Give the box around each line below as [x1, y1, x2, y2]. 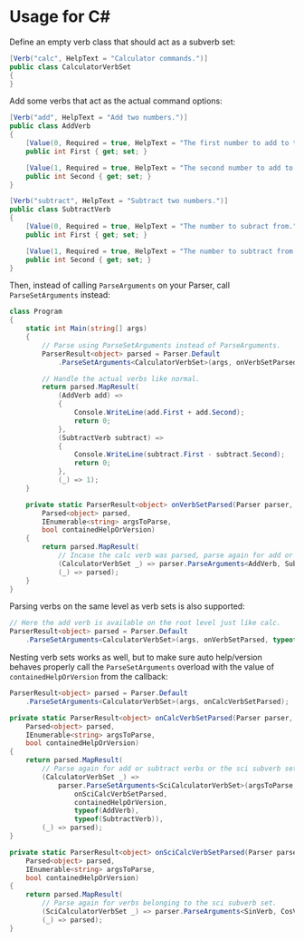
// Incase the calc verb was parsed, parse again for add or [57, 551, 294, 560]
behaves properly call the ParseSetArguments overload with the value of [9, 662, 274, 672]
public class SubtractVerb [9, 205, 111, 214]
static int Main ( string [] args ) [25, 324, 147, 333]
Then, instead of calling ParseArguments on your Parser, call [9, 279, 231, 291]
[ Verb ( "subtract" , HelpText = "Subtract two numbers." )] [9, 197, 229, 206]
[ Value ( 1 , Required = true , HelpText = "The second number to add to [25, 163, 294, 172]
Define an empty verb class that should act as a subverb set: [9, 36, 236, 47]
